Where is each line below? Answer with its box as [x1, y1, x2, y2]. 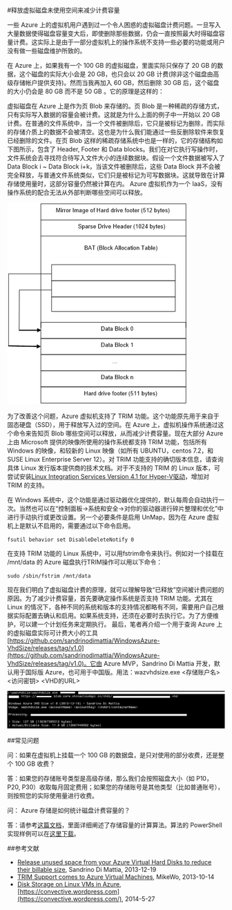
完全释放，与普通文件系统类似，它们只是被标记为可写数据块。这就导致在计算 [7, 171, 225, 179]
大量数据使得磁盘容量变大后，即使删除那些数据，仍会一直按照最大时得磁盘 [7, 30, 219, 37]
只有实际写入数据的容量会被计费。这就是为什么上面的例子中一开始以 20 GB [7, 111, 220, 119]
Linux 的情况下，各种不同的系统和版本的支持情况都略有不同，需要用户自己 [7, 603, 218, 611]
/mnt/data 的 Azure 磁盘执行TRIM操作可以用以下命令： [7, 558, 163, 566]
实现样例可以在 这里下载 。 [7, 830, 80, 838]
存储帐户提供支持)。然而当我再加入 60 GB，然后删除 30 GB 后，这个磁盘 [12, 79, 220, 86]
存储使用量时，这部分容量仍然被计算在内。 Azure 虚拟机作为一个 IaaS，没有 [7, 180, 223, 188]
